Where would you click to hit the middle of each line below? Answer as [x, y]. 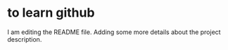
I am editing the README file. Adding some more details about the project [114, 32]
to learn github [51, 13]
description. [25, 39]
